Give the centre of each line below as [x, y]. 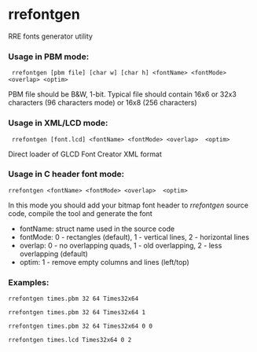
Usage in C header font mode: [66, 174]
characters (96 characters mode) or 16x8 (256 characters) [103, 103]
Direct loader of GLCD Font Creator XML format [85, 154]
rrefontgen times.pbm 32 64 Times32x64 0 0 [81, 326]
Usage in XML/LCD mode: [58, 123]
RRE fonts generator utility [50, 36]
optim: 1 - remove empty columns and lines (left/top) [105, 262]
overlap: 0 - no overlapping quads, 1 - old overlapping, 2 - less [121, 245]
